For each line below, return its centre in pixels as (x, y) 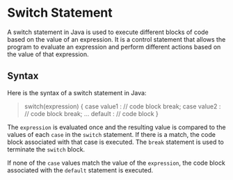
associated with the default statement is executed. (80, 170)
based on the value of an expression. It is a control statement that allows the (116, 39)
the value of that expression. (48, 54)
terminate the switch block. (46, 149)
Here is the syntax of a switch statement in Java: (77, 92)
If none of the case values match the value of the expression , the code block (116, 163)
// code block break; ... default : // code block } (91, 113)
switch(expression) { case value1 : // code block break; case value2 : (122, 106)
